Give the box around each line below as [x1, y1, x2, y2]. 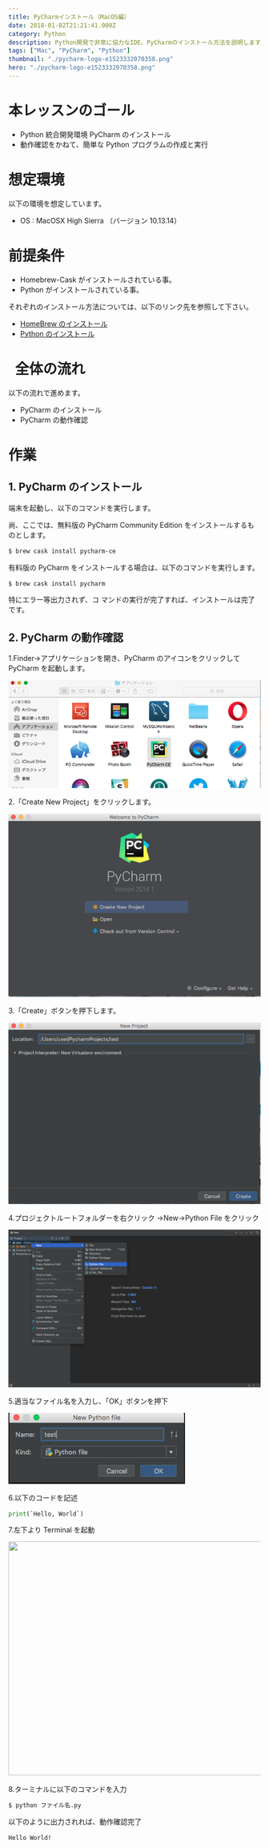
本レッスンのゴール [8, 102, 135, 120]
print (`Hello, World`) [8, 1510, 84, 1518]
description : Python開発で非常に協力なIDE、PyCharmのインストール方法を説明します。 [8, 38, 267, 46]
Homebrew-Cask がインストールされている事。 [19, 275, 176, 284]
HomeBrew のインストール [19, 319, 108, 328]
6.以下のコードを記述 [8, 1492, 78, 1502]
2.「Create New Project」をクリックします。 [8, 797, 156, 807]
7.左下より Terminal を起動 [8, 1525, 95, 1535]
